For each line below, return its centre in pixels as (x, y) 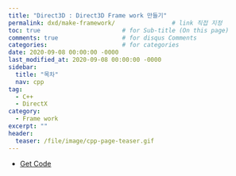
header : (21, 133)
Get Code (35, 163)
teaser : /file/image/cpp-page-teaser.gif (85, 141)
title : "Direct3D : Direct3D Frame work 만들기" (88, 15)
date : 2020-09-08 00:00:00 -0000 (64, 52)
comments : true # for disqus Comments (103, 38)
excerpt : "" (28, 126)
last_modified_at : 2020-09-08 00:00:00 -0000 (85, 60)
